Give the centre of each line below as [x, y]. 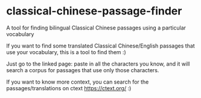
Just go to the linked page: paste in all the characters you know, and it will [98, 64]
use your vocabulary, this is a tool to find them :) [66, 52]
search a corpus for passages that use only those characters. [83, 70]
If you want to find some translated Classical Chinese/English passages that [101, 46]
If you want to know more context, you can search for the [78, 82]
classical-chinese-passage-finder [94, 11]
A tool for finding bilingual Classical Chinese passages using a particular [96, 28]
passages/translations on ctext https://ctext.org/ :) [69, 88]
